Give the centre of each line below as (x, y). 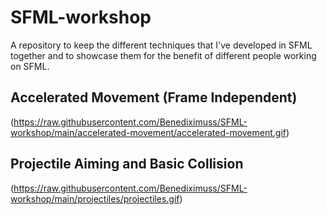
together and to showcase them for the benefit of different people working (163, 55)
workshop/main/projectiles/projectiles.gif (95, 198)
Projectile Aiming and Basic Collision (127, 164)
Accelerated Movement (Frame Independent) (154, 97)
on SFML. (30, 66)
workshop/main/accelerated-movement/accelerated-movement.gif (148, 132)
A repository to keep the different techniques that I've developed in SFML (161, 45)
